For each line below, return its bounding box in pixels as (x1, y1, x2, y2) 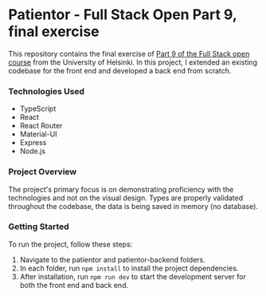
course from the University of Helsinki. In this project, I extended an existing (8, 57, 257, 67)
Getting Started (8, 221, 69, 232)
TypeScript (19, 104, 57, 113)
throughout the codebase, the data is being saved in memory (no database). (8, 201, 259, 211)
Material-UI (19, 129, 57, 139)
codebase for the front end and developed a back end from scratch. (8, 65, 232, 75)
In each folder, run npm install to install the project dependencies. (19, 263, 239, 273)
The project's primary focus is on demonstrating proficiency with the (8, 184, 234, 194)
